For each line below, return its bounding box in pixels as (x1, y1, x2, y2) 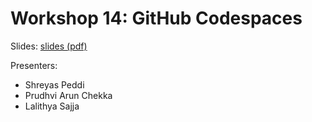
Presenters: (10, 59, 58, 71)
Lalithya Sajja (24, 100, 80, 112)
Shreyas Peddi (24, 78, 85, 91)
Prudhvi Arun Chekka (24, 89, 113, 101)
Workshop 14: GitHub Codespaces (10, 7, 303, 30)
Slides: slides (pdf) (10, 40, 88, 52)
